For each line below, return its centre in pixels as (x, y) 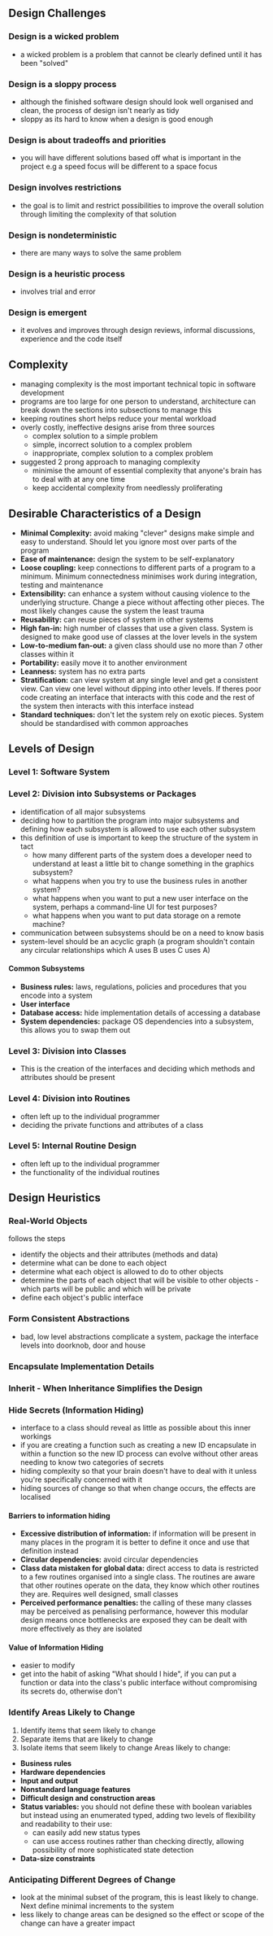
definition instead (49, 1551)
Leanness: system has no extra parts (83, 671)
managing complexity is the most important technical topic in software (138, 384)
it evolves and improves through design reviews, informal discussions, (138, 330)
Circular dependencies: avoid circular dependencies (109, 1560)
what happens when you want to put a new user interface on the (141, 898)
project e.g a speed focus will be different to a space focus (119, 167)
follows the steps (37, 1239)
